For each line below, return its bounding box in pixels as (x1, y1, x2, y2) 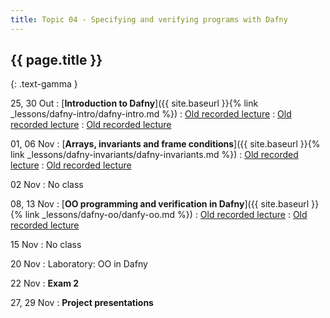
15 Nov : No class (10, 239, 82, 251)
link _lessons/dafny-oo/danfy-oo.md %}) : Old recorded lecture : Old (24, 209, 308, 221)
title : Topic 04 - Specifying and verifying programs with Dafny (10, 14, 288, 25)
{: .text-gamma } (10, 78, 78, 90)
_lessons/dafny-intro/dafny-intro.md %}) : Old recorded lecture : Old (10, 108, 292, 120)
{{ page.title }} (10, 52, 103, 69)
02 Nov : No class (10, 179, 84, 191)
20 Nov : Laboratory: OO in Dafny (10, 258, 148, 270)
